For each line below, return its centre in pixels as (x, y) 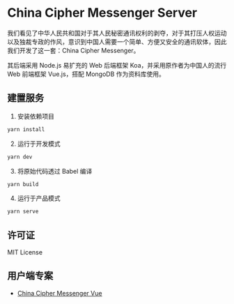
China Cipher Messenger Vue (60, 293)
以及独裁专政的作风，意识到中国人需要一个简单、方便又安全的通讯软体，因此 (117, 41)
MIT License (25, 252)
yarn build (23, 184)
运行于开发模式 (39, 144)
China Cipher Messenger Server (102, 13)
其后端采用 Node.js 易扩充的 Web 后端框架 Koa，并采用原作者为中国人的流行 (117, 65)
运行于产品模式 (39, 198)
